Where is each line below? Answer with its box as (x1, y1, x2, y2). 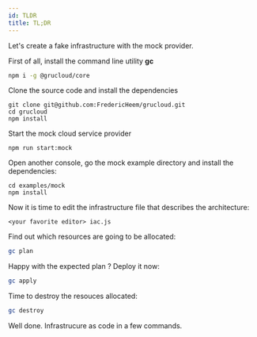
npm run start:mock (8, 144, 73, 152)
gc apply (8, 277, 37, 285)
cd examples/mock (8, 182, 66, 190)
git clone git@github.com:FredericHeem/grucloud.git (8, 101, 186, 109)
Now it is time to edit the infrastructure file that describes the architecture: (8, 203, 250, 213)
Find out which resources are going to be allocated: (8, 232, 176, 242)
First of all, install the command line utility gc (8, 56, 154, 66)
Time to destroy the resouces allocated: (8, 291, 138, 301)
